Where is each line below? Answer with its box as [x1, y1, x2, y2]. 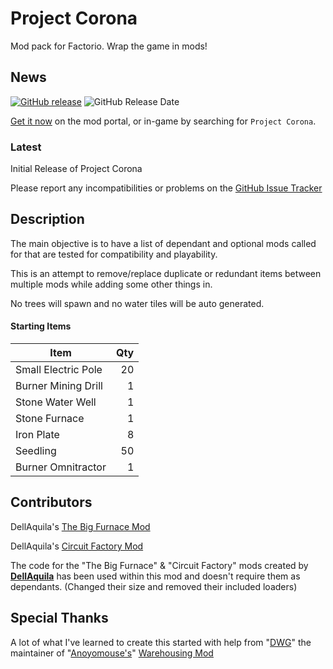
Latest [10, 140, 42, 154]
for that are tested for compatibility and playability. [10, 248, 218, 260]
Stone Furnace [15, 412, 85, 426]
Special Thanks [10, 610, 109, 627]
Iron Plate [15, 428, 60, 442]
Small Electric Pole [15, 363, 103, 377]
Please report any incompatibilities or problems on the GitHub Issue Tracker [10, 182, 323, 194]
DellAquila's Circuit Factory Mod [10, 540, 144, 552]
